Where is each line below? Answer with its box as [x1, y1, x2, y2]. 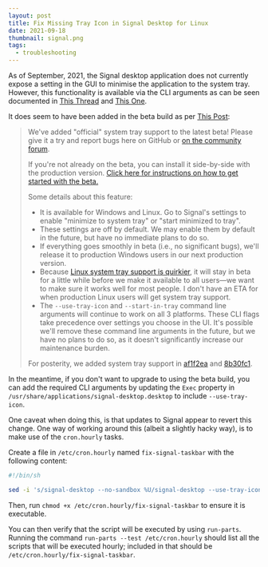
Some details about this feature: [27, 192, 133, 201]
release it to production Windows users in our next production [39, 250, 243, 260]
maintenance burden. [39, 343, 110, 352]
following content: [8, 456, 68, 466]
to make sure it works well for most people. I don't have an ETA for [39, 284, 258, 293]
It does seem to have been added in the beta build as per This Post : [8, 112, 231, 121]
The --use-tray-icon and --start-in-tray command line [39, 301, 227, 310]
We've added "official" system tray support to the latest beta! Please [27, 127, 254, 137]
